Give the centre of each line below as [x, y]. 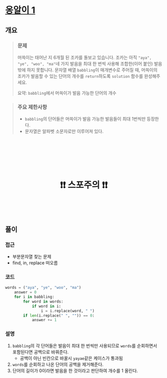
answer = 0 [25, 292]
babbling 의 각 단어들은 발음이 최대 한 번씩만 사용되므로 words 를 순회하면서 [85, 346]
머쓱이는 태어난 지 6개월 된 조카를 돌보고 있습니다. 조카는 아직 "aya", [84, 57]
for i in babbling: [34, 297]
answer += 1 [44, 320]
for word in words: [43, 301]
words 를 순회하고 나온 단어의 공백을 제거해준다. [58, 364]
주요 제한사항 [32, 107]
